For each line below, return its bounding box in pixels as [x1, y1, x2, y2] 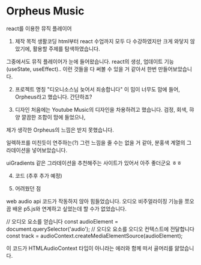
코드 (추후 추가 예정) [14, 172, 62, 179]
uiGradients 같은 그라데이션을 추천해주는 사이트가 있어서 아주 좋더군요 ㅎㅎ [6, 159, 182, 166]
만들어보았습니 [158, 65, 193, 73]
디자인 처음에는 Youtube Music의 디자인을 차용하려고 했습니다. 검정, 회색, [14, 106, 188, 113]
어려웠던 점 [14, 184, 41, 192]
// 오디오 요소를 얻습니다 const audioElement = [6, 218, 119, 225]
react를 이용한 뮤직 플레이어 [6, 25, 72, 32]
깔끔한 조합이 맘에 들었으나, [21, 113, 86, 121]
